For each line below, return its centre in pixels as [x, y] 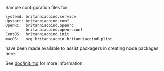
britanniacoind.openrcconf [54, 30]
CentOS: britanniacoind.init [37, 34]
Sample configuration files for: [37, 7]
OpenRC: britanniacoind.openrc [39, 25]
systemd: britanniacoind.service [41, 17]
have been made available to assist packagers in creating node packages [82, 48]
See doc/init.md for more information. [44, 63]
